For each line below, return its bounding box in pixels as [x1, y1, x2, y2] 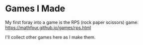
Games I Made [5, 3, 66, 14]
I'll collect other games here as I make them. [5, 34, 96, 40]
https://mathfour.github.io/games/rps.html [5, 24, 91, 30]
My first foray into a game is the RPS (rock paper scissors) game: [5, 19, 139, 25]
